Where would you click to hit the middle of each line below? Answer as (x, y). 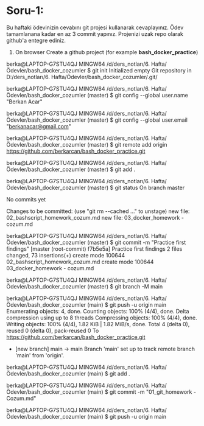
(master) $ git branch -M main (125, 286)
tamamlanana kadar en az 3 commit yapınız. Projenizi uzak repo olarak (95, 33)
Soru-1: (25, 11)
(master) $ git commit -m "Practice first (137, 242)
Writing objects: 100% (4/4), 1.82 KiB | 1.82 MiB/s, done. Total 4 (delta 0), (98, 324)
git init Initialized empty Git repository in (142, 70)
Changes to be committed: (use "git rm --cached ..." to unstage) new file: (98, 211)
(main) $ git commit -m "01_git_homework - (142, 392)
